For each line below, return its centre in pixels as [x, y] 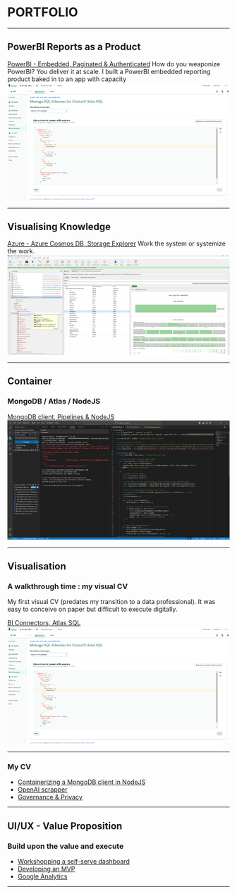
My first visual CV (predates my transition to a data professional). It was [111, 602]
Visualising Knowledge [59, 226]
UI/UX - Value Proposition [65, 826]
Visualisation [37, 566]
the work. [21, 251]
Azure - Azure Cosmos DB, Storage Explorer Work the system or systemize [116, 243]
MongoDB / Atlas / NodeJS [54, 401]
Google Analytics [42, 876]
